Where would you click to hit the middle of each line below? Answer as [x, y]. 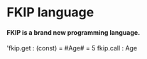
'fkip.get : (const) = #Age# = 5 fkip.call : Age [72, 48]
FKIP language [50, 12]
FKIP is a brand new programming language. [73, 32]
